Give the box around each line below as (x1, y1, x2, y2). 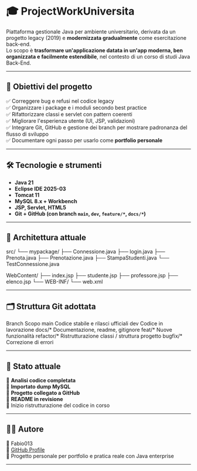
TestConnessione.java (6, 261, 60, 268)
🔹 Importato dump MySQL (6, 383, 71, 390)
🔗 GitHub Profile (6, 446, 45, 453)
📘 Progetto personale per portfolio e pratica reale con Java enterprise (6, 452, 174, 459)
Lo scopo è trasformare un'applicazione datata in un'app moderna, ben (6, 46, 184, 53)
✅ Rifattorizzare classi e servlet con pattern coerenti (6, 110, 133, 117)
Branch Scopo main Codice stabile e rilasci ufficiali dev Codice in (6, 320, 163, 327)
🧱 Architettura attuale (6, 233, 87, 243)
